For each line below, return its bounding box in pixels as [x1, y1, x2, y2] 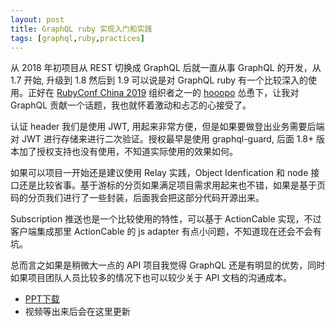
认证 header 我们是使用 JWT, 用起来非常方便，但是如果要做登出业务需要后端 [10, 121, 325, 133]
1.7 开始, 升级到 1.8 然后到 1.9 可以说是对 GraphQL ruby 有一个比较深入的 [10, 74, 309, 86]
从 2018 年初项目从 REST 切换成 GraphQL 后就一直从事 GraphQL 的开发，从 [10, 62, 322, 74]
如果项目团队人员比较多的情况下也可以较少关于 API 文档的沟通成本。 [10, 272, 293, 284]
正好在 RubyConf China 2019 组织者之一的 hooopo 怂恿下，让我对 [27, 87, 300, 99]
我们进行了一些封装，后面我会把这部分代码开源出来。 [44, 192, 265, 204]
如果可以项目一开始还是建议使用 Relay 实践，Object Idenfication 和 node [10, 167, 309, 179]
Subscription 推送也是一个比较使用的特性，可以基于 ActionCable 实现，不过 [10, 213, 322, 225]
